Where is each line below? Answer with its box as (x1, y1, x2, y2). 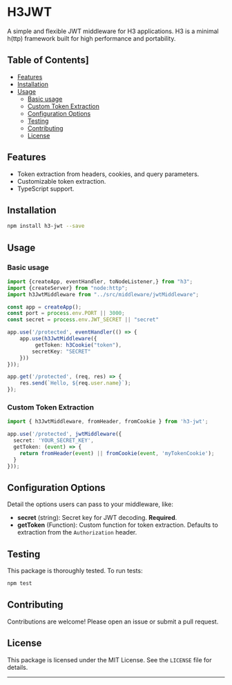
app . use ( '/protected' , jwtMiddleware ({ (7, 431, 122, 438)
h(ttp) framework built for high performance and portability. (7, 34, 176, 42)
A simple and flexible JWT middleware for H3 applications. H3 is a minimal (7, 27, 219, 35)
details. (7, 663, 28, 671)
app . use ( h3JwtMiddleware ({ (19, 336, 97, 342)
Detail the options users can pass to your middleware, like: (7, 500, 174, 508)
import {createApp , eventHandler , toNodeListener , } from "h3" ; (7, 278, 193, 285)
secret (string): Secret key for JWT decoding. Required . (17, 514, 177, 522)
